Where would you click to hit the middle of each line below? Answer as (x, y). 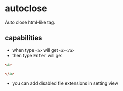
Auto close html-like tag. (30, 22)
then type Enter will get (37, 55)
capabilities (24, 38)
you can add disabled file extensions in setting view (65, 83)
